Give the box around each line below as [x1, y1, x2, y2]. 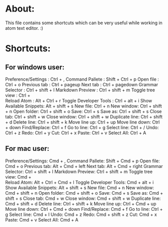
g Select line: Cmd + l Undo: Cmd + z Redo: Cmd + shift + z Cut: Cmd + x [5, 211, 157, 217]
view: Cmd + [5, 174, 32, 180]
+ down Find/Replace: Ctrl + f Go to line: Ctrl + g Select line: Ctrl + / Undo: [5, 124, 159, 130]
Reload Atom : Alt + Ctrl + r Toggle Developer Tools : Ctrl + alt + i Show [5, 97, 152, 103]
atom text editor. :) [5, 25, 44, 31]
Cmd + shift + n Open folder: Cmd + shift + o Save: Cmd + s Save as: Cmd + [5, 190, 163, 196]
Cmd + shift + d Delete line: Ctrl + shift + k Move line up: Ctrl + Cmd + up [5, 200, 156, 207]
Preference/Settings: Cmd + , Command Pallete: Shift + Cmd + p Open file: [5, 157, 160, 164]
